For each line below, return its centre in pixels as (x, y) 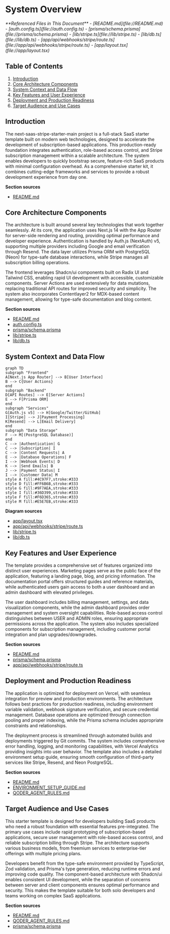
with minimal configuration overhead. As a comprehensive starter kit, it (79, 166)
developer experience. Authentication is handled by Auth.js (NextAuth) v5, (83, 241)
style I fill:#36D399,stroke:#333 (42, 493)
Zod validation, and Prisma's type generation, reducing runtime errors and (83, 868)
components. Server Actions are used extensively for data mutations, (78, 283)
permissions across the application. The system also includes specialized (82, 624)
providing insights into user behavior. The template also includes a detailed (83, 751)
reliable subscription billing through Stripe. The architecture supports (77, 843)
